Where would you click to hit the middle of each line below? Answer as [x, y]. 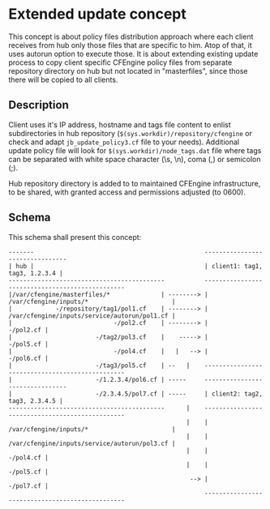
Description [39, 105]
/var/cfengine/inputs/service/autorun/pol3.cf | [92, 443]
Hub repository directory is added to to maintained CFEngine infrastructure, [135, 183]
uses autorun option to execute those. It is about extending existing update [133, 53]
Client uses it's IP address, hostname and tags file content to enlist [120, 124]
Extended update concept [97, 14]
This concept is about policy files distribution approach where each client [131, 36]
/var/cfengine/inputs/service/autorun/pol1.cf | [92, 316]
